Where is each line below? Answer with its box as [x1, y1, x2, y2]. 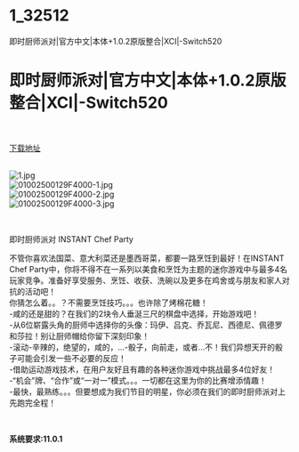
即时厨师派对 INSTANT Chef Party [9, 233, 133, 245]
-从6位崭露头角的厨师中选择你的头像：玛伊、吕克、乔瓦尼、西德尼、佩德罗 [9, 319, 283, 330]
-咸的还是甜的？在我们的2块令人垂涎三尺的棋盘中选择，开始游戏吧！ [9, 308, 260, 319]
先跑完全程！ [9, 397, 56, 408]
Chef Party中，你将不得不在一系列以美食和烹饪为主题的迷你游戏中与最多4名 [9, 263, 287, 274]
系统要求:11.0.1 [9, 433, 63, 444]
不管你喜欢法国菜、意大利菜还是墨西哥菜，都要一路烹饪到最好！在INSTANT [9, 253, 285, 263]
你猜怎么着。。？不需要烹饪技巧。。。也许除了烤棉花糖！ [9, 297, 208, 308]
